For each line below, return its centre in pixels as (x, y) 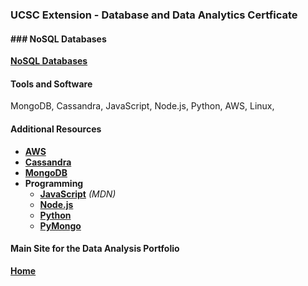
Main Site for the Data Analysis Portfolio (95, 249)
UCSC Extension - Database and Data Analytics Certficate (154, 15)
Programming (54, 183)
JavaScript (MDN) (78, 194)
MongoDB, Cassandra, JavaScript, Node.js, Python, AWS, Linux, (142, 106)
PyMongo (60, 225)
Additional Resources (56, 129)
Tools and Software (51, 84)
